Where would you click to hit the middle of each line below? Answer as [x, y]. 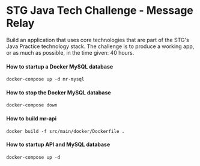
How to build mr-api [32, 118]
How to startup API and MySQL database [58, 144]
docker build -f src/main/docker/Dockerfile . [65, 131]
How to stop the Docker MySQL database [59, 92]
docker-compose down [32, 105]
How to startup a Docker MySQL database [60, 66]
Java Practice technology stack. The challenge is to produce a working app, [100, 46]
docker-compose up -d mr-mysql [45, 79]
